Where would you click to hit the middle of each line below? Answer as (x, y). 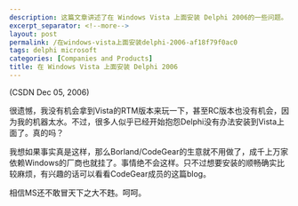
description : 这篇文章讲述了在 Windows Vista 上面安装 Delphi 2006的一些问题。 (149, 17)
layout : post (33, 34)
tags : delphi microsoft (53, 51)
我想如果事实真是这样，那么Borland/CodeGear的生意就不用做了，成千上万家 (149, 151)
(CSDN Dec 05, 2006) (49, 92)
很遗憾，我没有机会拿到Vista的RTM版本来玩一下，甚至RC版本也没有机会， (145, 110)
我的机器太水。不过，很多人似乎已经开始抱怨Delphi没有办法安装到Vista (147, 122)
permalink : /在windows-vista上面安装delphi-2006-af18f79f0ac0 (124, 42)
